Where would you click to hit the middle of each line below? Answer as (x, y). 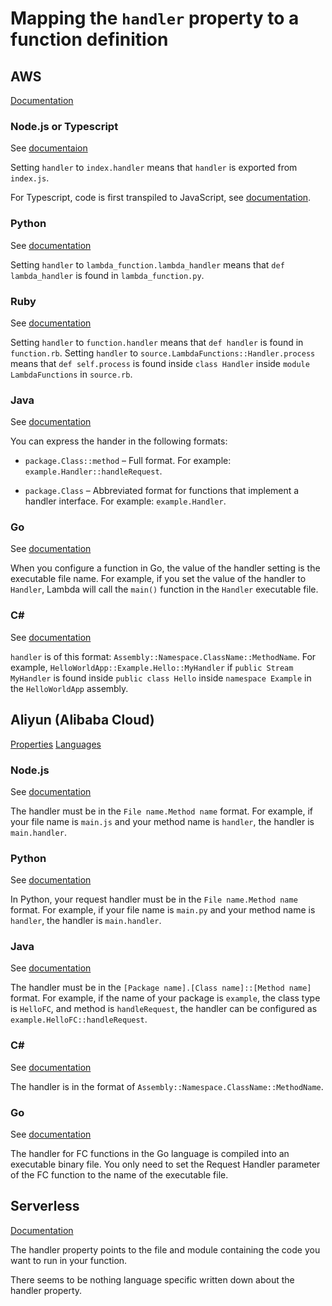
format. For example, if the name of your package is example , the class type (165, 998)
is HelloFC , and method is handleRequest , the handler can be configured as (164, 1009)
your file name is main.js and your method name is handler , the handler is (162, 821)
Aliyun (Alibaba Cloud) (82, 720)
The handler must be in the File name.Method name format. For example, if (162, 811)
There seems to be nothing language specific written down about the (152, 1279)
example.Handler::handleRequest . (93, 471)
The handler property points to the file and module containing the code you (165, 1249)
